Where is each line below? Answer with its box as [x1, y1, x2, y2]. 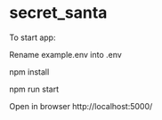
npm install [9, 66, 50, 77]
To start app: [9, 32, 56, 43]
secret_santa [9, 3, 108, 23]
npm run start [9, 84, 60, 94]
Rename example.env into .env [9, 49, 122, 60]
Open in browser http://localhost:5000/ [9, 100, 153, 111]
